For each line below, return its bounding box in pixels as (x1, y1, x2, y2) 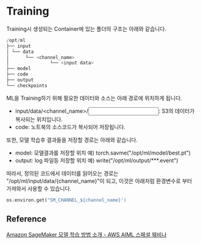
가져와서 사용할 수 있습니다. (6, 184, 72, 192)
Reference (6, 214, 47, 225)
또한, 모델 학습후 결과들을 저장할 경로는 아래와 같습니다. (6, 136, 138, 144)
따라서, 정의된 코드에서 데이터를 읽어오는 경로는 (6, 169, 119, 177)
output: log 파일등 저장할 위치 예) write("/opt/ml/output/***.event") (15, 156, 178, 164)
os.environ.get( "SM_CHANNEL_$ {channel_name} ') (6, 197, 127, 203)
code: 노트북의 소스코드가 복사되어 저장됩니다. (15, 123, 126, 130)
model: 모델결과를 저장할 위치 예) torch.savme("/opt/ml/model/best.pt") (15, 149, 191, 156)
